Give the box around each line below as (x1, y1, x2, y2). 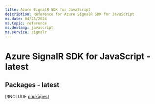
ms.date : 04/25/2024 (5, 16, 47, 21)
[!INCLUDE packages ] (5, 94, 49, 99)
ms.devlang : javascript (5, 25, 54, 30)
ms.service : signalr (5, 30, 47, 35)
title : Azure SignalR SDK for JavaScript (5, 7, 91, 12)
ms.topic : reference (5, 21, 47, 26)
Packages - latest (5, 81, 60, 89)
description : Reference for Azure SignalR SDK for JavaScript (5, 12, 134, 17)
